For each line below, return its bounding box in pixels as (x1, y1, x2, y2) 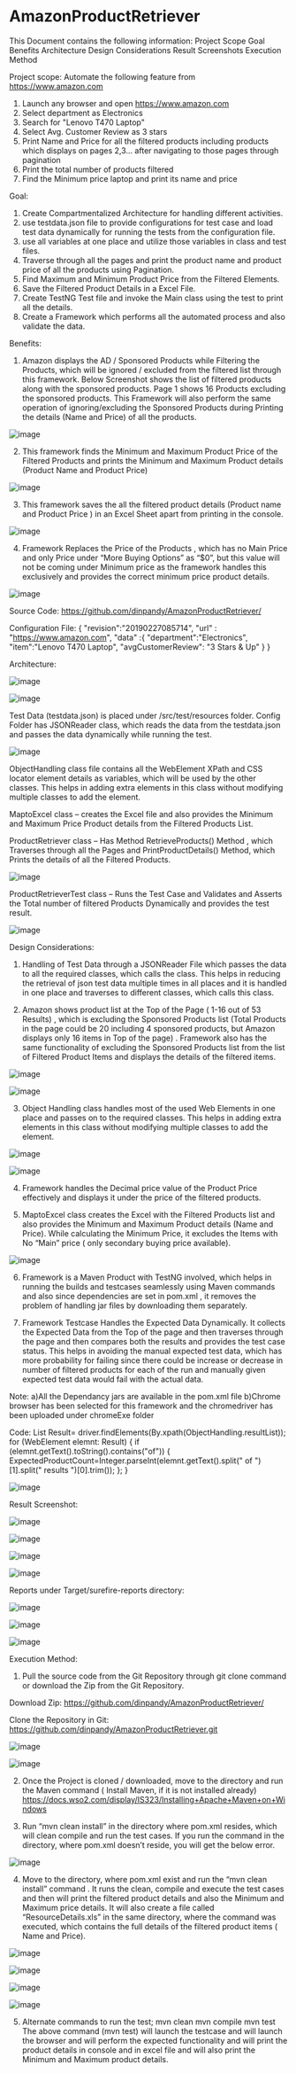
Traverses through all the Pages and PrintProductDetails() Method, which (9, 845, 276, 855)
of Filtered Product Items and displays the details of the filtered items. (21, 1051, 277, 1062)
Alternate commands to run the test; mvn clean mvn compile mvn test (21, 2016, 276, 2027)
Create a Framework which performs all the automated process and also (21, 311, 285, 322)
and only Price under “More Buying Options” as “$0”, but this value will (21, 552, 280, 563)
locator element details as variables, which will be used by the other (9, 773, 256, 783)
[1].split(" (9, 1464, 42, 1475)
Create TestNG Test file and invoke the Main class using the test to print (21, 292, 284, 303)
